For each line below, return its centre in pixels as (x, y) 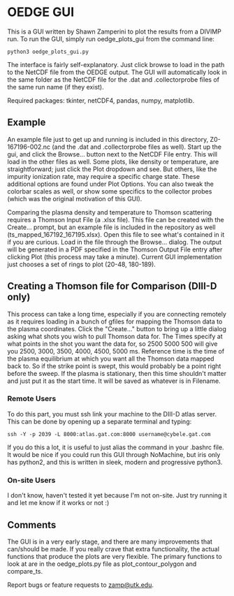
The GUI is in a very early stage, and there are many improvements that (110, 542)
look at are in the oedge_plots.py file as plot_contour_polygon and (102, 564)
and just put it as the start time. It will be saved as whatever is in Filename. (114, 381)
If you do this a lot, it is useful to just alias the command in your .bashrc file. (116, 447)
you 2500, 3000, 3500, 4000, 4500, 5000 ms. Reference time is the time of (116, 351)
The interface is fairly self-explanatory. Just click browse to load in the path (116, 64)
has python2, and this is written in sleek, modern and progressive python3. (115, 462)
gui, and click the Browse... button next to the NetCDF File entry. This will (112, 154)
